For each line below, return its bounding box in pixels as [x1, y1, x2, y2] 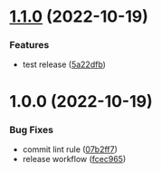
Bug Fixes [9, 123, 54, 136]
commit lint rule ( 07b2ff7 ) [22, 143, 118, 155]
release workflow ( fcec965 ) [22, 153, 127, 164]
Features [9, 39, 50, 52]
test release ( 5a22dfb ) [22, 59, 107, 70]
